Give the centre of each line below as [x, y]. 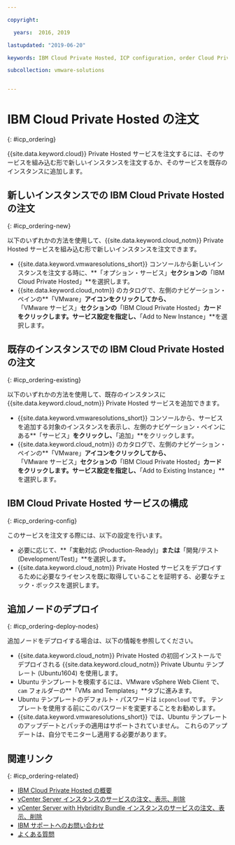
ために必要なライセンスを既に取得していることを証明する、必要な [119, 576]
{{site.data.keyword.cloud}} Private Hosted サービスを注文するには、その [113, 154]
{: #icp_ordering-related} [43, 776]
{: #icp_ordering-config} [42, 521]
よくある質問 [36, 834]
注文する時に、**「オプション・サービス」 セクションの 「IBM [136, 272]
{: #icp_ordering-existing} [44, 379]
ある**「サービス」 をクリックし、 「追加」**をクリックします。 [107, 435]
